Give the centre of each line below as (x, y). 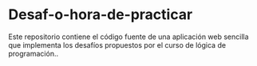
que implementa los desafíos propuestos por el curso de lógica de (117, 45)
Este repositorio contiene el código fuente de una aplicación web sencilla (128, 37)
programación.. (33, 53)
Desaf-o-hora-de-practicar (101, 15)
